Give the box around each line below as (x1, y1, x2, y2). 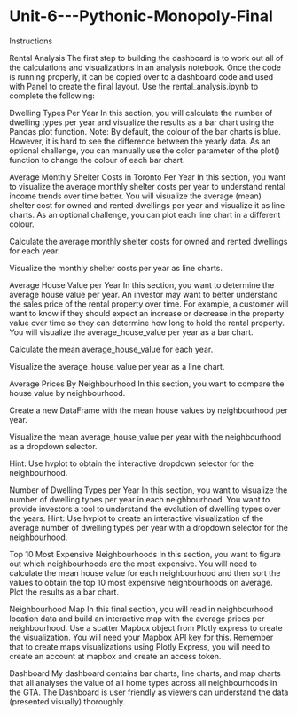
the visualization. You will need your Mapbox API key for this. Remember (9, 632, 274, 642)
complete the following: (9, 90, 96, 101)
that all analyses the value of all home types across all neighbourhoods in (9, 677, 277, 688)
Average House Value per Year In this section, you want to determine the (9, 279, 275, 290)
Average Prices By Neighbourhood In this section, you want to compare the (9, 378, 285, 389)
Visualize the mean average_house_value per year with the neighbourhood (9, 432, 282, 442)
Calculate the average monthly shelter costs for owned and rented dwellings (9, 236, 288, 246)
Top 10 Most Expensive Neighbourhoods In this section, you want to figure (9, 549, 281, 559)
